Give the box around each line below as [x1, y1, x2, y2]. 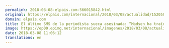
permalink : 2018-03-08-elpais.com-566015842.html [5, 7, 112, 12]
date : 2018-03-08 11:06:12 [5, 30, 62, 35]
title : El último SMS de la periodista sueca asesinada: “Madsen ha [5, 21, 152, 26]
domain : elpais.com [5, 16, 46, 21]
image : [5, 26, 19, 31]
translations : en [5, 35, 42, 40]
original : [5, 12, 26, 17]
